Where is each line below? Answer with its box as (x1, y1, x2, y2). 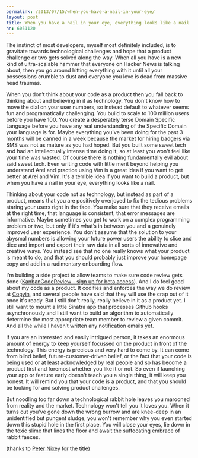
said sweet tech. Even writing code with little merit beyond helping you (6, 160, 179, 168)
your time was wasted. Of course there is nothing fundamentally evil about (6, 154, 189, 161)
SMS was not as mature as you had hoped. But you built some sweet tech (6, 141, 186, 149)
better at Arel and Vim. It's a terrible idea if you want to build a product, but (6, 173, 189, 180)
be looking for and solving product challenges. (6, 384, 120, 391)
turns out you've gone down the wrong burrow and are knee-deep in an (6, 408, 182, 416)
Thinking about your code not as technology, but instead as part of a (6, 191, 174, 198)
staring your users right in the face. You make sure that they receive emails (6, 203, 190, 211)
